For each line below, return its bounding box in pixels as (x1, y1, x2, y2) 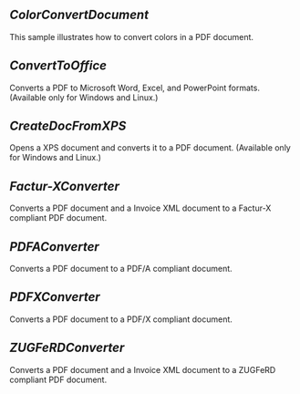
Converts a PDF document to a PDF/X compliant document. (9, 314, 233, 325)
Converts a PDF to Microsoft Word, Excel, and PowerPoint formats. (9, 82, 260, 93)
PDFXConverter (9, 289, 100, 305)
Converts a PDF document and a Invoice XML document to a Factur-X (9, 202, 272, 213)
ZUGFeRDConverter (9, 340, 125, 356)
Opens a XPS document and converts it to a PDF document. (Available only (9, 142, 292, 153)
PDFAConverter (9, 239, 100, 254)
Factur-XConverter (9, 178, 120, 194)
